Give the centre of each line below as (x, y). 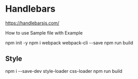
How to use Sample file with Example (44, 33)
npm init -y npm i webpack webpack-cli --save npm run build (69, 43)
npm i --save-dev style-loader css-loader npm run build (64, 71)
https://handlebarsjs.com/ (32, 23)
